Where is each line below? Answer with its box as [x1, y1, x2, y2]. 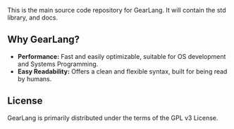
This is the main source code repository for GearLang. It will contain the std [7, 6, 227, 14]
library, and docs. [7, 13, 58, 22]
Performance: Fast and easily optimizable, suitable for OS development [17, 52, 226, 60]
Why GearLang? [7, 34, 80, 46]
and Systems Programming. [17, 60, 99, 68]
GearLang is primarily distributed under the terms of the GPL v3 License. [7, 114, 218, 122]
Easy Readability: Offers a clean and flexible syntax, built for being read [17, 67, 228, 76]
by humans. [17, 74, 52, 83]
